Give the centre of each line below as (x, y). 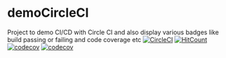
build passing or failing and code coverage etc (74, 39)
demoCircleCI (48, 13)
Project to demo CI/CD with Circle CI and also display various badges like (113, 32)
